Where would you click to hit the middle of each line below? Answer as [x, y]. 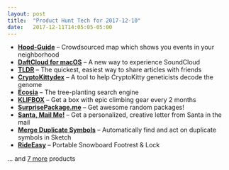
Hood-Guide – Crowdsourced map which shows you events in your [116, 47]
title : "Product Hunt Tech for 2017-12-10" [74, 21]
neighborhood [38, 55]
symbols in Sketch [44, 137]
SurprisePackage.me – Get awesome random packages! [101, 108]
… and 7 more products [41, 159]
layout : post [27, 14]
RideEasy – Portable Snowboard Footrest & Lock [89, 145]
